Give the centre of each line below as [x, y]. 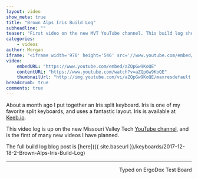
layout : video [24, 11]
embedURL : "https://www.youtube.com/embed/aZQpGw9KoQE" [87, 66]
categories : [21, 39]
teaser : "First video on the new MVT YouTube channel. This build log [95, 34]
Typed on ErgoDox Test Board [155, 170]
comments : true [25, 88]
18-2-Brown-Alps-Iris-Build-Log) [46, 153]
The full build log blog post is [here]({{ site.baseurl [67, 146]
